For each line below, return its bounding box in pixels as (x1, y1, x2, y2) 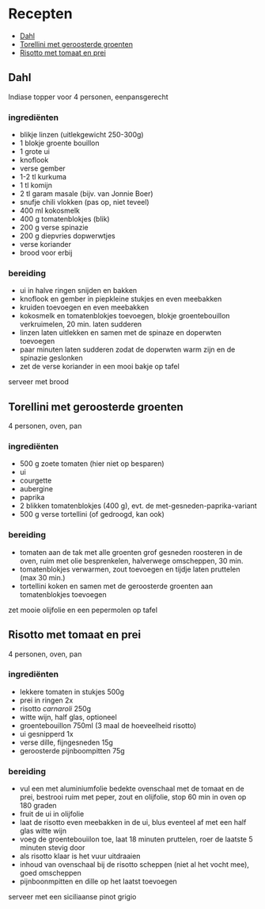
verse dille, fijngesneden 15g (19, 738, 113, 747)
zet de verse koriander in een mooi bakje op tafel (19, 362, 180, 372)
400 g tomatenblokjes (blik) (19, 214, 110, 224)
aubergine (19, 484, 54, 494)
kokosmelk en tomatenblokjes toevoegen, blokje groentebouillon (19, 311, 230, 321)
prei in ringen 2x (19, 695, 74, 705)
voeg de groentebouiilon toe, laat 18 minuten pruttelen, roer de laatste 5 (19, 834, 253, 844)
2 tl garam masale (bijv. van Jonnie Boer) (19, 189, 153, 198)
